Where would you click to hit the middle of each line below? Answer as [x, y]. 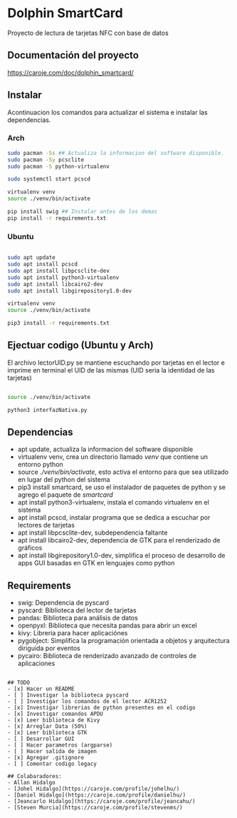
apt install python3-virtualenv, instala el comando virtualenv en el [114, 503]
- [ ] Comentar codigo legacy [52, 764]
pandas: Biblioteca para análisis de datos [78, 618]
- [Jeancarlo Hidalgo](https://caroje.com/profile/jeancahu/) [101, 802]
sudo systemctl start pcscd [49, 179]
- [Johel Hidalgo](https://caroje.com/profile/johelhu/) [94, 789]
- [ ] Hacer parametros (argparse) [60, 745]
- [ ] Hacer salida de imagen [52, 752]
